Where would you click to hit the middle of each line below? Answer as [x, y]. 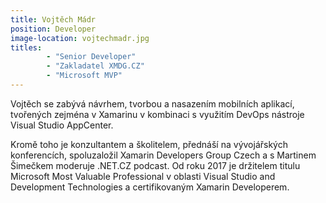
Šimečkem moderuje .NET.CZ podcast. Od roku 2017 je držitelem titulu [155, 165]
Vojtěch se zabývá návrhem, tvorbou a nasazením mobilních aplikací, [152, 103]
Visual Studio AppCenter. [62, 125]
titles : [26, 47]
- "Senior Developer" [91, 57]
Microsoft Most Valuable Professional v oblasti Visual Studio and [143, 176]
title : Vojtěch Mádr [53, 19]
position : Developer [53, 29]
